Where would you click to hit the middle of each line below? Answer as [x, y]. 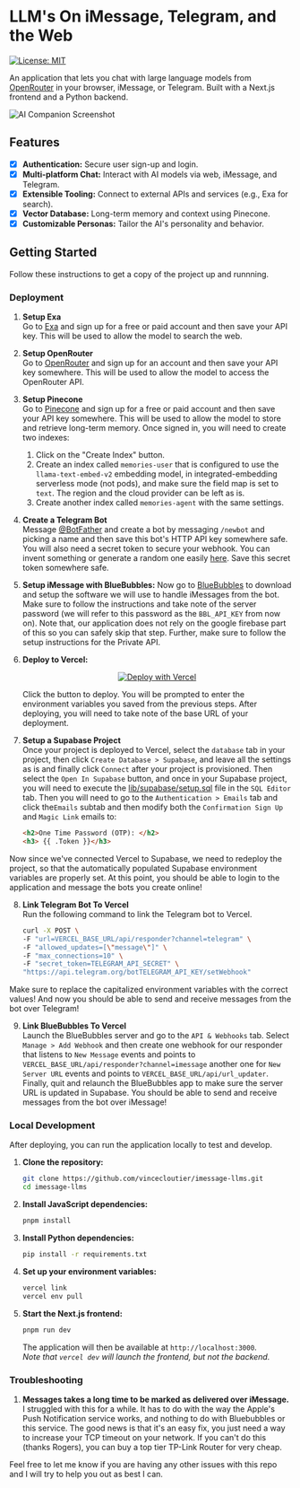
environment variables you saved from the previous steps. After [140, 704]
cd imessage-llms [55, 1187]
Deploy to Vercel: [55, 660]
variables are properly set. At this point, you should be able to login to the [145, 878]
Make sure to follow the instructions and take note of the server [139, 604]
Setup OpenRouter [58, 354]
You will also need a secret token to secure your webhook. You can [146, 548]
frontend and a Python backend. [69, 97]
